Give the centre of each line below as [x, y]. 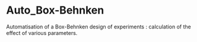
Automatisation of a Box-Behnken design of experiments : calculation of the [99, 27]
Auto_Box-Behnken [55, 10]
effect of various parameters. [42, 33]
